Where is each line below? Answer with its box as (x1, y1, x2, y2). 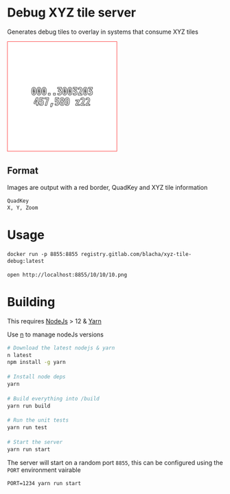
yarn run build (7, 402, 51, 409)
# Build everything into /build (7, 395, 100, 402)
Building (7, 294, 56, 310)
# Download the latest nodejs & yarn (7, 344, 115, 352)
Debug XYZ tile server (7, 5, 136, 21)
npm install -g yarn (7, 359, 67, 366)
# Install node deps (7, 374, 67, 380)
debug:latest (7, 257, 45, 264)
